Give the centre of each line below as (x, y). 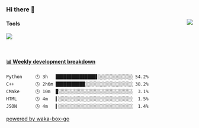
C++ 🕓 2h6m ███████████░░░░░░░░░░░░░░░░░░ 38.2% (78, 84)
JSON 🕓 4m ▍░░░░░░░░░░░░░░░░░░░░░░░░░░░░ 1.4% (78, 106)
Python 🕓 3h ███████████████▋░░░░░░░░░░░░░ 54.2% (78, 77)
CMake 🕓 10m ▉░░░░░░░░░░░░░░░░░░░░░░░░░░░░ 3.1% (78, 92)
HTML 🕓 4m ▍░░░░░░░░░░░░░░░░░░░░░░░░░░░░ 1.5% (78, 99)
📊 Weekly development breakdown (51, 61)
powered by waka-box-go (38, 119)
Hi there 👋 (21, 9)
